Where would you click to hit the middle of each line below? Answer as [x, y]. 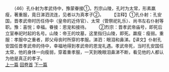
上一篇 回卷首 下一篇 [26, 64]
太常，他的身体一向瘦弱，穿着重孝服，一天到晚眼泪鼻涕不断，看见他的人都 [82, 52]
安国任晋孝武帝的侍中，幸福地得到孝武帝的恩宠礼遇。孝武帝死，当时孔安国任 [84, 46]
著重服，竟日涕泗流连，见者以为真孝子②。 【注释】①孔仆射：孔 [86, 14]
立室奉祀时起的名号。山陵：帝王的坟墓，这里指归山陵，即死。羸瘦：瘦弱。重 [84, 33]
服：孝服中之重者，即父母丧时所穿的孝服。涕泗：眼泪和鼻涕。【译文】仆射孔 [83, 39]
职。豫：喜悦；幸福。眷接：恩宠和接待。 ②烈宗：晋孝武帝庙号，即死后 [84, 27]
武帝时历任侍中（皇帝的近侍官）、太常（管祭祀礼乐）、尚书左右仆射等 [93, 21]
